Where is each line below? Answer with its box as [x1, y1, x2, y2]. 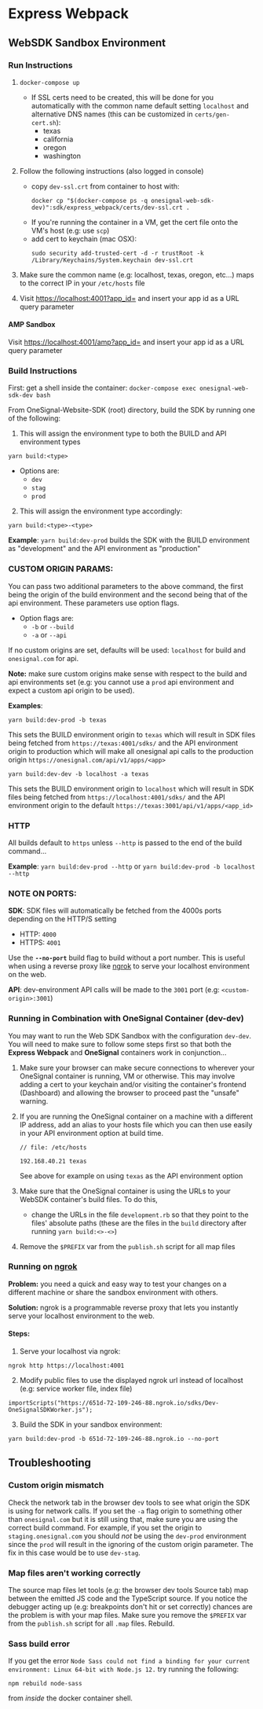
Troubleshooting [8, 1456, 92, 1470]
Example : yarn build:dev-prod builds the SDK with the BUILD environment [8, 535, 250, 545]
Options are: [19, 466, 60, 476]
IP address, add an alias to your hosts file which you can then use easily [19, 1119, 253, 1129]
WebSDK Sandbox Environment [8, 36, 166, 50]
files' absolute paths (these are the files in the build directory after [31, 1218, 247, 1227]
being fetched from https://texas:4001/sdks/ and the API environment [8, 738, 239, 748]
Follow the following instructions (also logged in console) [19, 166, 204, 175]
